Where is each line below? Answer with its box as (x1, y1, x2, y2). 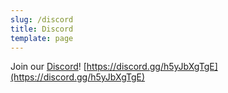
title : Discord (10, 24, 74, 34)
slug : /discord (10, 14, 74, 25)
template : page (10, 33, 74, 43)
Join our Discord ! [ (10, 61, 87, 73)
